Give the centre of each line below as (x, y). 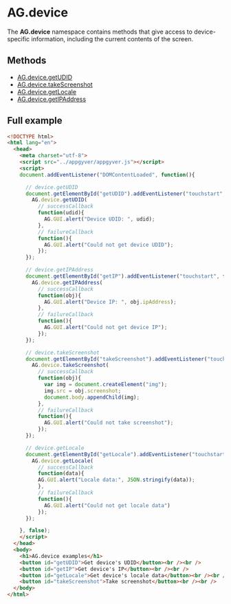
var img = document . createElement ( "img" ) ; (106, 385)
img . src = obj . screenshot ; (82, 391)
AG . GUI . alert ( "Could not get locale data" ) (107, 505)
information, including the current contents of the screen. (112, 38)
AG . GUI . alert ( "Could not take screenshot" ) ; (109, 423)
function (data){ (61, 473)
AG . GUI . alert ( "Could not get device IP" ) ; (106, 328)
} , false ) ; (35, 530)
